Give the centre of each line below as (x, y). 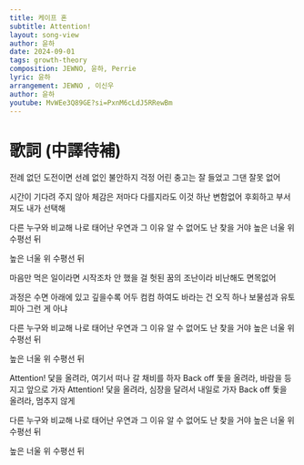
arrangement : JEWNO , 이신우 (62, 86)
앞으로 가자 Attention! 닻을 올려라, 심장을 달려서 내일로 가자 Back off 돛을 (157, 389)
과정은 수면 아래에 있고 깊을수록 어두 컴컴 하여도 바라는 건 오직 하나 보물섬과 (144, 297)
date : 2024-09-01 (42, 52)
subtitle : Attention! (51, 26)
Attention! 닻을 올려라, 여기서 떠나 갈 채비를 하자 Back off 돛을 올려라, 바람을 (146, 378)
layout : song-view (44, 35)
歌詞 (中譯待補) (65, 150)
